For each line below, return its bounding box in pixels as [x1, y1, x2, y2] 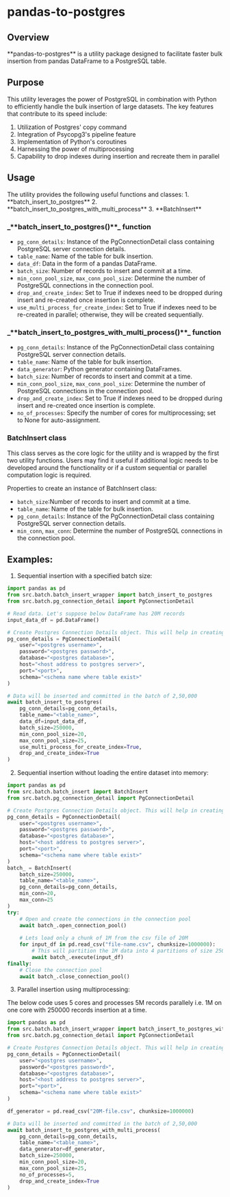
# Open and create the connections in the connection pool [19, 916, 192, 922]
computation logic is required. [7, 471, 92, 479]
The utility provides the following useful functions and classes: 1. [7, 190, 190, 198]
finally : [7, 960, 32, 967]
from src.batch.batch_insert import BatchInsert [7, 789, 149, 795]
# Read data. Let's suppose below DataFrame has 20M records [7, 610, 186, 617]
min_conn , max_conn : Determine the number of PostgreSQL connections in [16, 526, 223, 535]
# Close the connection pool [19, 966, 103, 973]
